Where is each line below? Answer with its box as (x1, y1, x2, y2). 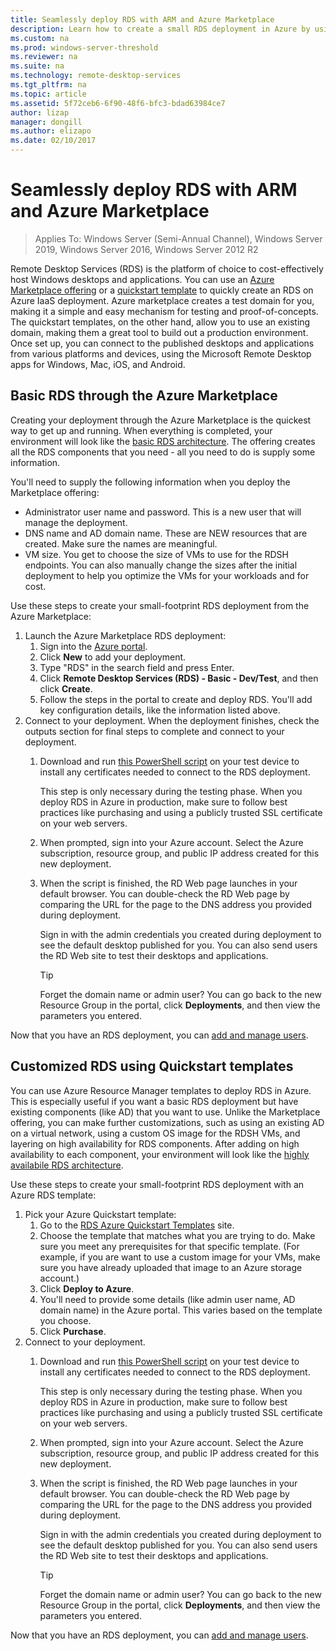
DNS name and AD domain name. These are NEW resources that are (24, 527, 308, 539)
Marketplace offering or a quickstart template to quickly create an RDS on (10, 284, 314, 296)
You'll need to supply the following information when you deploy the (10, 476, 291, 488)
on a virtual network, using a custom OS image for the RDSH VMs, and (10, 1127, 301, 1139)
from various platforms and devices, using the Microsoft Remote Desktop (10, 347, 312, 360)
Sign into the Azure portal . (39, 640, 148, 652)
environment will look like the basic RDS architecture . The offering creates (10, 435, 316, 447)
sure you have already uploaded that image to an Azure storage (39, 1261, 303, 1273)
